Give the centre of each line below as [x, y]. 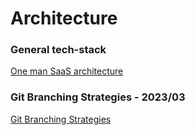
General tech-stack [58, 50]
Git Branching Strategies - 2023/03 [98, 97]
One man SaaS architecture [67, 71]
